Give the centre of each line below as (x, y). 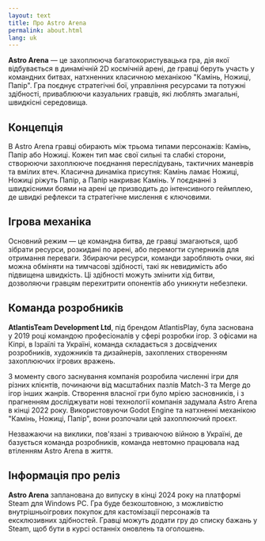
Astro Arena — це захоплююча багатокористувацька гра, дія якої (119, 60)
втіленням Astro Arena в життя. (61, 451)
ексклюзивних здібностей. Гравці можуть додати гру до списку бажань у (133, 520)
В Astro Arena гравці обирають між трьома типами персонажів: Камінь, (130, 147)
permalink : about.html (45, 30)
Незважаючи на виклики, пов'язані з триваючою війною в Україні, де (125, 434)
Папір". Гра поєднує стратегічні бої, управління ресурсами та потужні (127, 86)
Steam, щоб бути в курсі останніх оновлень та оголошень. (107, 528)
